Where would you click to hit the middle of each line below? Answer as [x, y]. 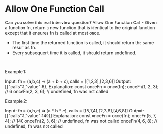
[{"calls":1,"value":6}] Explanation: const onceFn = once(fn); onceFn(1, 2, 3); [82, 86]
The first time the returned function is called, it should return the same [83, 42]
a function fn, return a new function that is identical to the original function [80, 27]
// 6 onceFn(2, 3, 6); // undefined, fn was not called [57, 91]
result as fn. [24, 47]
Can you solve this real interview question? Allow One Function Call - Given [81, 22]
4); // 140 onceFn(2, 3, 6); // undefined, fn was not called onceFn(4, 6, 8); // [81, 121]
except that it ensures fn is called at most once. [53, 33]
